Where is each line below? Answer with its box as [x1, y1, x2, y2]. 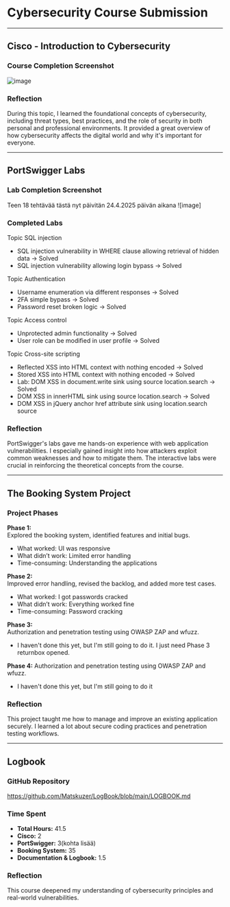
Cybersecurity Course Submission [7, 5, 209, 21]
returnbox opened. [16, 648, 71, 656]
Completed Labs [7, 218, 63, 228]
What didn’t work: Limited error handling [16, 551, 131, 559]
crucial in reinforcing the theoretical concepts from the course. [7, 461, 184, 470]
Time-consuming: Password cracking [16, 607, 123, 615]
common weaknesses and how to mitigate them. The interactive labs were [7, 454, 217, 462]
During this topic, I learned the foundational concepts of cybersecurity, [7, 109, 207, 117]
